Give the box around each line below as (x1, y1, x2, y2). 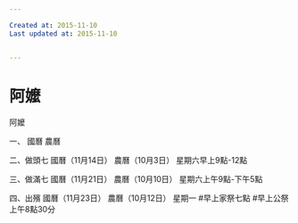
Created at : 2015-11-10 (9, 21, 98, 29)
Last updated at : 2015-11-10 (9, 29, 118, 38)
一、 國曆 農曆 (9, 136, 61, 147)
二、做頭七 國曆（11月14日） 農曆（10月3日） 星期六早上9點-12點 (9, 155, 248, 166)
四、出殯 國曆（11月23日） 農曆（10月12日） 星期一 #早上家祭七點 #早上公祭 (9, 193, 289, 203)
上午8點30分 (9, 204, 56, 215)
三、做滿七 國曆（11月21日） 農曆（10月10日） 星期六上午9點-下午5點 (9, 174, 263, 185)
